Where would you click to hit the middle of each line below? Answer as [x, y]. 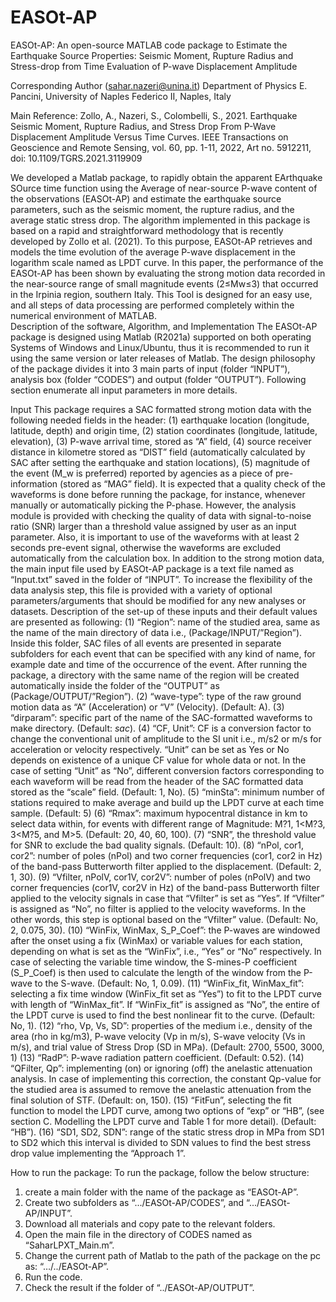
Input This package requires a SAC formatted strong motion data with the [161, 409]
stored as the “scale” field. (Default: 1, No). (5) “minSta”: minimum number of [167, 792]
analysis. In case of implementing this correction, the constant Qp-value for [166, 1078]
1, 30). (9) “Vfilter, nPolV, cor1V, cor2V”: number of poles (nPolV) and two [160, 877]
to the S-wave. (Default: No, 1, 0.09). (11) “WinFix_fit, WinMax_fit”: [169, 983]
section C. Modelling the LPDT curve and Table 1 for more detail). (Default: [163, 1121]
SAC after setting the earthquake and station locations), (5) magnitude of [160, 462]
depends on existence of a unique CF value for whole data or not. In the [158, 760]
